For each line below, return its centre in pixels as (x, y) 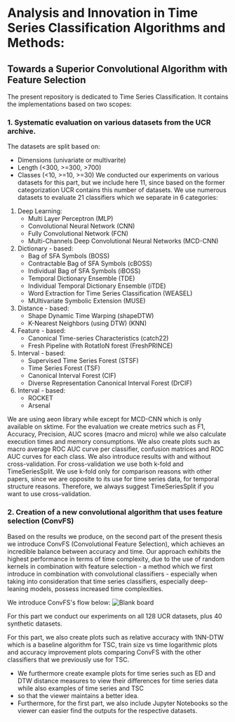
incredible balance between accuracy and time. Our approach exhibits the (114, 551)
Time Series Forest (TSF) (64, 368)
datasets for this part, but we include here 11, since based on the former (121, 183)
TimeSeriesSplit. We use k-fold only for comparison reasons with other (109, 471)
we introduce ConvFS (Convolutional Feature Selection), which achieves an (116, 544)
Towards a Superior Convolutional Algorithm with (117, 69)
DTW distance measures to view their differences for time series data (118, 680)
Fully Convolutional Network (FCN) (78, 234)
